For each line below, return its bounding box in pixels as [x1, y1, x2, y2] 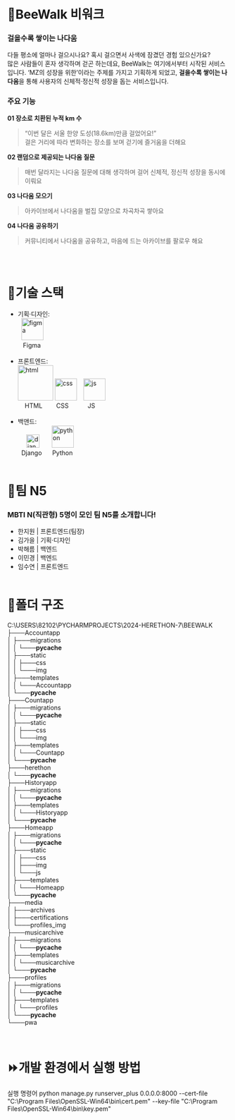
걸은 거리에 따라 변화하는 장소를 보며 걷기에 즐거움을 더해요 [24, 138, 186, 146]
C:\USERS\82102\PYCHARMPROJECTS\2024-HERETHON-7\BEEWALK [7, 621, 213, 630]
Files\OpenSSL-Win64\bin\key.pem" [7, 1104, 111, 1113]
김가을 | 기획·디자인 [17, 536, 71, 544]
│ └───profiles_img [7, 921, 66, 930]
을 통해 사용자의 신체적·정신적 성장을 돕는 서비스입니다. [18, 77, 169, 85]
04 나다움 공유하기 [7, 221, 58, 230]
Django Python [20, 449, 73, 457]
